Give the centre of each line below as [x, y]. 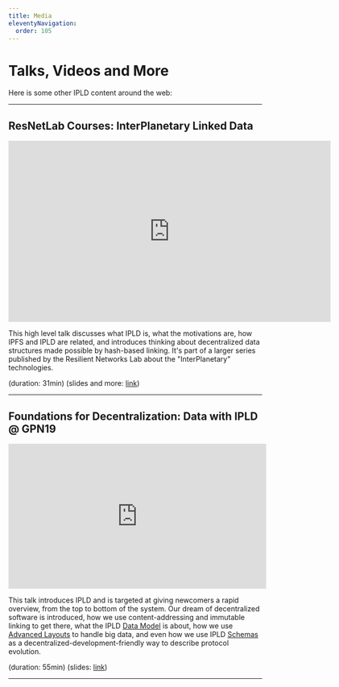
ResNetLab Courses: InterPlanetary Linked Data [131, 126]
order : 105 [34, 31]
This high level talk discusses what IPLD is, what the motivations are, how [130, 333]
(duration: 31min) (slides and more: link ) [74, 383]
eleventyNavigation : [43, 23]
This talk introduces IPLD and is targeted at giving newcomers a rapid [124, 600]
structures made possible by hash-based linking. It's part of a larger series [132, 350]
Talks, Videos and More [89, 70]
